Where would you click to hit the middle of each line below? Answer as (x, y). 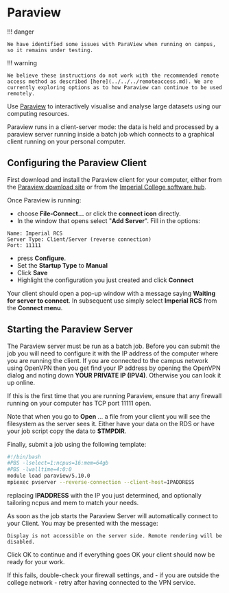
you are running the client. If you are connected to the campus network (108, 360)
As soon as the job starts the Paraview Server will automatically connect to (112, 515)
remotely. (21, 93)
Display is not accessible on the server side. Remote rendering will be (115, 536)
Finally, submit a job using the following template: (77, 444)
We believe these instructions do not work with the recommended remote (113, 75)
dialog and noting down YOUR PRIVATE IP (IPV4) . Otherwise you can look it (114, 375)
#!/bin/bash (24, 457)
